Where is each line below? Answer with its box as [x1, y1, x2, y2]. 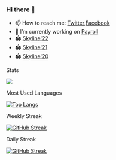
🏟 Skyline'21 [14, 44, 48, 51]
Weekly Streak [6, 113, 42, 120]
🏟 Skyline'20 [14, 53, 49, 60]
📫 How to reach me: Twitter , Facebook [14, 19, 110, 26]
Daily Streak [6, 136, 36, 143]
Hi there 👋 [6, 5, 36, 14]
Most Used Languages [6, 89, 62, 96]
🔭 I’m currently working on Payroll [14, 28, 99, 35]
